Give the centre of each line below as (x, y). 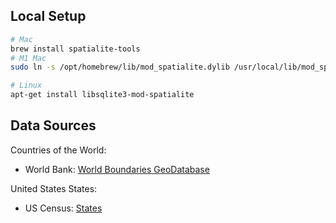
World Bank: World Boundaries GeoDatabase (117, 169)
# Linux (26, 85)
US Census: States (63, 208)
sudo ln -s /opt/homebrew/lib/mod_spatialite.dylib (120, 67)
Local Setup (48, 16)
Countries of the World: (58, 150)
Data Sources (53, 125)
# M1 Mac (28, 58)
